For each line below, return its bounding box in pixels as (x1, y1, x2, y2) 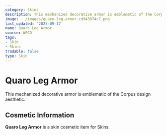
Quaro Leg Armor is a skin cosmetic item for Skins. (5, 124, 110, 130)
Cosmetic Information (5, 111, 75, 119)
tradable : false (5, 49, 39, 54)
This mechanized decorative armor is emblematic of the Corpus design (5, 91, 151, 97)
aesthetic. (5, 96, 26, 102)
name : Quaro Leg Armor (5, 26, 52, 31)
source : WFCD (5, 30, 32, 35)
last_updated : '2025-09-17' (5, 21, 64, 26)
